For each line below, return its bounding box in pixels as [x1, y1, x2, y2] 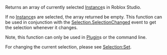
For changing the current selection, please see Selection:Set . [5, 44, 132, 49]
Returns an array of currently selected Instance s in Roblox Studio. [5, 4, 142, 10]
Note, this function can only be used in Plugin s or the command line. [5, 34, 147, 40]
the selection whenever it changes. [5, 24, 78, 30]
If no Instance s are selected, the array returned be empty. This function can [5, 14, 162, 19]
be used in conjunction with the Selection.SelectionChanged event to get [5, 19, 156, 25]
